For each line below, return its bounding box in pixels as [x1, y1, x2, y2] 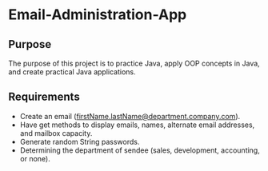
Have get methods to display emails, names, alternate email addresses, [19, 120, 255, 129]
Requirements [8, 90, 80, 104]
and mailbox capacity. [19, 128, 93, 137]
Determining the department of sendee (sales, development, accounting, [19, 145, 260, 155]
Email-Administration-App [8, 6, 187, 24]
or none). [19, 153, 50, 163]
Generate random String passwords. [19, 137, 140, 146]
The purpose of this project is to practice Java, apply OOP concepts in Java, [8, 58, 260, 68]
